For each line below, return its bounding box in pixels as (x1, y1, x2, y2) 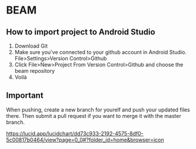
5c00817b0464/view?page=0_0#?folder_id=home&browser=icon (6, 136, 164, 143)
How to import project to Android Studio (6, 27, 155, 37)
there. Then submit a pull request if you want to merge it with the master (6, 112, 181, 119)
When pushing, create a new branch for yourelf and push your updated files (6, 106, 190, 113)
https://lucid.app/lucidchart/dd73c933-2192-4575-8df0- (6, 130, 144, 137)
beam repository (14, 67, 55, 74)
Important (6, 90, 44, 100)
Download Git (14, 42, 48, 49)
